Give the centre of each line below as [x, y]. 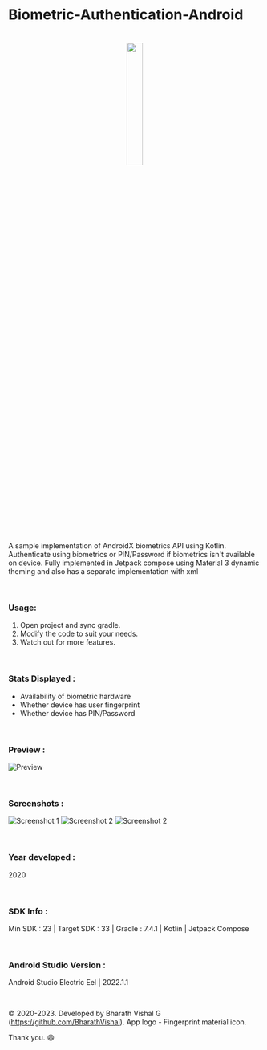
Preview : [27, 750]
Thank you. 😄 [31, 1038]
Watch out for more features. [68, 642]
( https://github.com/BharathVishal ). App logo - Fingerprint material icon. [127, 1022]
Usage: [23, 608]
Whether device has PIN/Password [77, 713]
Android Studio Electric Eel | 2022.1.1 [69, 983]
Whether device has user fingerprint [80, 705]
